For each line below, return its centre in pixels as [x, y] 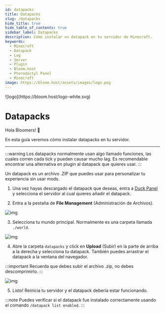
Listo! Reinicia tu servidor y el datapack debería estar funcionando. [80, 290]
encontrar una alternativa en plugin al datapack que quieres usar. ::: [73, 164]
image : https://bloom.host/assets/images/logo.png [58, 82]
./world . [21, 227]
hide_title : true [23, 23]
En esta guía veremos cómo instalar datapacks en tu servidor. [68, 139]
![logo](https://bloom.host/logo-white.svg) [48, 97]
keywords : [15, 42]
